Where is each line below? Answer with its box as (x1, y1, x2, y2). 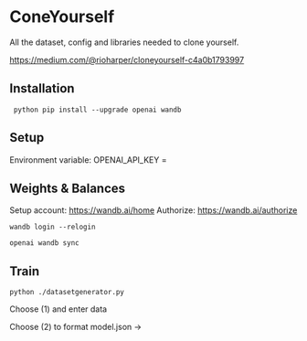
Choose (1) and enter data (9, 304, 108, 314)
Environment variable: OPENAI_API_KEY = (9, 154, 167, 165)
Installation (9, 80, 75, 97)
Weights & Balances (9, 180, 126, 196)
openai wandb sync (9, 239, 79, 248)
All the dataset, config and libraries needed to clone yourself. (9, 37, 239, 48)
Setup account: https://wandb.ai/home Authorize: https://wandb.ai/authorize (9, 205, 298, 216)
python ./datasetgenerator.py (9, 288, 125, 297)
